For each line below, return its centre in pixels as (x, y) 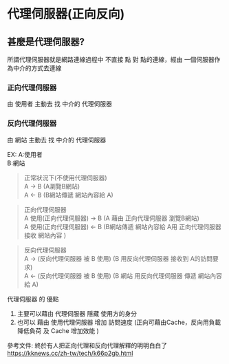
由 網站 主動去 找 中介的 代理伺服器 (57, 140)
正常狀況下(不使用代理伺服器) (66, 178)
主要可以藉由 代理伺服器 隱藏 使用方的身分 (77, 313)
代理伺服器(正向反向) (66, 14)
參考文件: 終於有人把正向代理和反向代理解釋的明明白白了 (87, 345)
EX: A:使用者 (25, 154)
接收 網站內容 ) (45, 235)
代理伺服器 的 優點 (33, 299)
